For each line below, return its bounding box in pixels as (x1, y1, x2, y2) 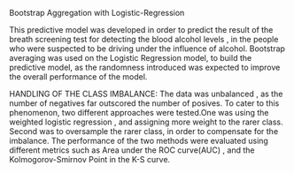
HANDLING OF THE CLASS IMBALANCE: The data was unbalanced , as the (9, 88, 283, 99)
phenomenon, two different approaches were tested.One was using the (9, 108, 269, 117)
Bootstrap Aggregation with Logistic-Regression (9, 8, 185, 18)
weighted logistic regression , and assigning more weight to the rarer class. (9, 117, 283, 127)
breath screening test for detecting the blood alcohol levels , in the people (9, 34, 279, 44)
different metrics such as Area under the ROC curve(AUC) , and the (9, 145, 255, 155)
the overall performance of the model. (9, 71, 148, 82)
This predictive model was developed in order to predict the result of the (9, 25, 274, 34)
